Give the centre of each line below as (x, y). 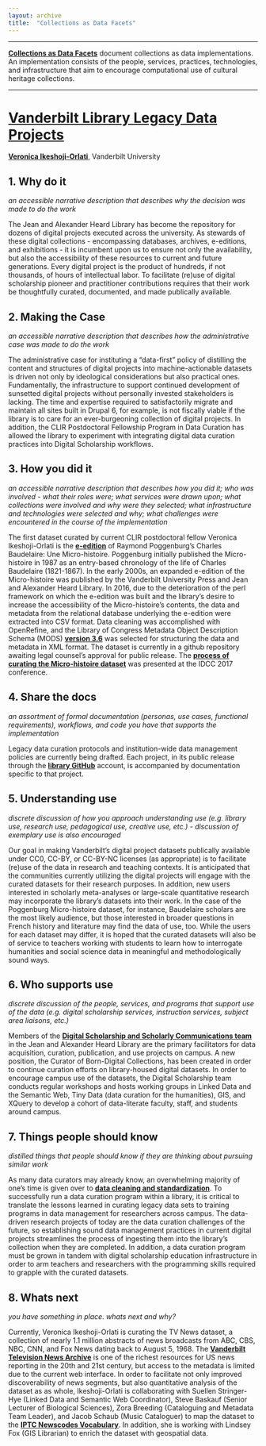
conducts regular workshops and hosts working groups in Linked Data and (130, 1086)
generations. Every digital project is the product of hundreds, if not (117, 267)
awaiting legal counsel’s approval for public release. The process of (119, 655)
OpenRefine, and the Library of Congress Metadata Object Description (123, 630)
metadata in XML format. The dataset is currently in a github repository (124, 647)
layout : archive (35, 15)
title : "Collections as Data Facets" (72, 23)
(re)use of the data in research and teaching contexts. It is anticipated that (129, 867)
